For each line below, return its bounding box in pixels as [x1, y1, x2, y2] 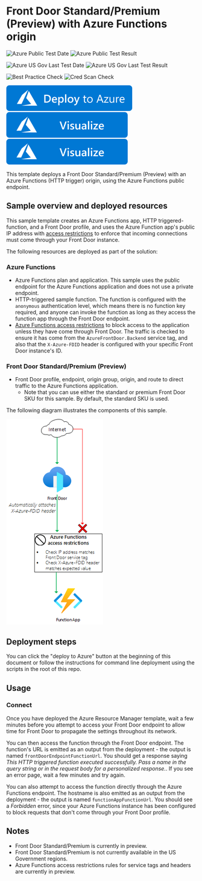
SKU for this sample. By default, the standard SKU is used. [24, 395, 169, 402]
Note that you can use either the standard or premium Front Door [24, 389, 186, 396]
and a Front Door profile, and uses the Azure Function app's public [30, 223, 195, 231]
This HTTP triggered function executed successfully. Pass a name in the [6, 759, 186, 766]
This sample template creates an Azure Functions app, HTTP [6, 217, 157, 224]
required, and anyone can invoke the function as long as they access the [14, 309, 196, 316]
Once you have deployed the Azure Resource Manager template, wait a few [6, 714, 194, 722]
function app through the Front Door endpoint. [14, 315, 130, 322]
